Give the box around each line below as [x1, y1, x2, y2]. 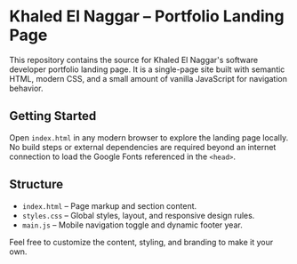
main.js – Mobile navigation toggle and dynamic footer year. [21, 220, 243, 230]
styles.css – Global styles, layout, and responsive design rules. [21, 210, 255, 220]
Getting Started [9, 108, 97, 124]
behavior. [9, 83, 44, 93]
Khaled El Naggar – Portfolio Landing [9, 6, 285, 27]
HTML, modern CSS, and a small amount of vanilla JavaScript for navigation [9, 73, 287, 84]
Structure [9, 177, 64, 192]
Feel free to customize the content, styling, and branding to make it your [9, 236, 274, 247]
